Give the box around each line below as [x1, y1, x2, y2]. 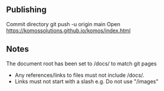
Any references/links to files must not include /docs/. [14, 71, 144, 79]
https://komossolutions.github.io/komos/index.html [6, 27, 131, 34]
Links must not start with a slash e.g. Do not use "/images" [14, 77, 159, 85]
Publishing [6, 5, 47, 15]
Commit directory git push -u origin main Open [6, 20, 121, 27]
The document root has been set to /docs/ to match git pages [6, 59, 157, 67]
